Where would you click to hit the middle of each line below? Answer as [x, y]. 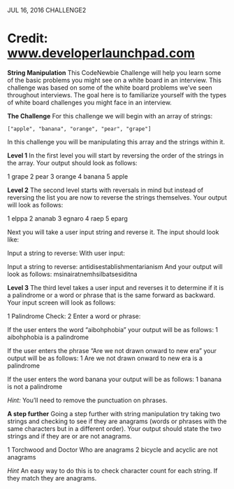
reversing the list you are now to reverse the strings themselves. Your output [117, 197]
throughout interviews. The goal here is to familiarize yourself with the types [117, 95]
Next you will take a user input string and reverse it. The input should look [113, 232]
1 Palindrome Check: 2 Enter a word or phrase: [74, 316]
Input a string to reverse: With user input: [66, 253]
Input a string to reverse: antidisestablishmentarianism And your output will [115, 266]
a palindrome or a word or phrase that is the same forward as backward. [111, 295]
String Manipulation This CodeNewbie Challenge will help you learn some [114, 72]
